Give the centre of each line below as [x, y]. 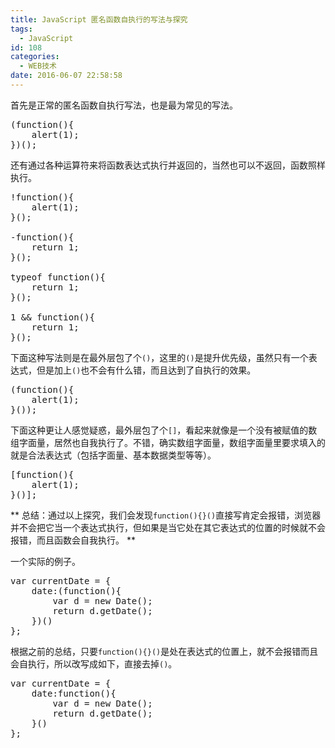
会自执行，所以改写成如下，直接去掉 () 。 [94, 663]
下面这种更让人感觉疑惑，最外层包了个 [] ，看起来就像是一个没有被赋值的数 [164, 430]
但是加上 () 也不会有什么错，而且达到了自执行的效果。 [146, 370]
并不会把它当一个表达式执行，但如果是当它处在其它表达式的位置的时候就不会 [168, 527]
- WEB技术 [38, 66]
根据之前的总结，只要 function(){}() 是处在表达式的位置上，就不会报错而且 [164, 651]
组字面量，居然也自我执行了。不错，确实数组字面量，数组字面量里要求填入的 [168, 442]
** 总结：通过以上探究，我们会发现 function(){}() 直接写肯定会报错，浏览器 [166, 515]
